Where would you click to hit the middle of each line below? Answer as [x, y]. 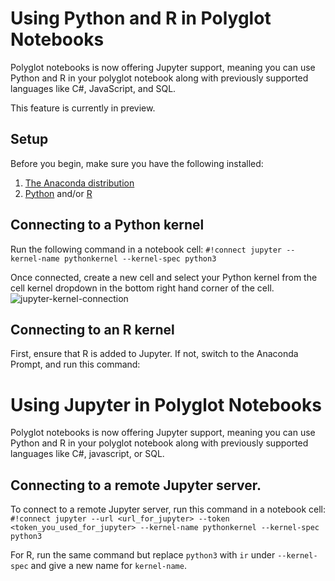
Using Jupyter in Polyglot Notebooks [166, 404]
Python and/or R [58, 193]
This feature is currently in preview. [83, 108]
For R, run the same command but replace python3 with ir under [143, 555]
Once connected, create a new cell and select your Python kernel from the [164, 277]
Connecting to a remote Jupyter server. [136, 485]
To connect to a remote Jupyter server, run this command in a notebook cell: [168, 509]
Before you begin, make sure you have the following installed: [137, 163]
